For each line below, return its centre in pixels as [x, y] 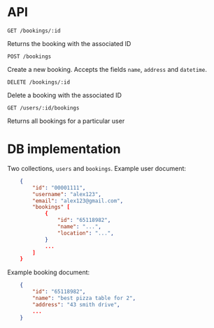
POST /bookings [29, 57]
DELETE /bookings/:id [39, 82]
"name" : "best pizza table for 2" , [84, 298]
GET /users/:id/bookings [43, 108]
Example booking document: [49, 272]
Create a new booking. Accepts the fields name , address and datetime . [107, 69]
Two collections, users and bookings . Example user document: [97, 168]
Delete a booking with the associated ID [65, 95]
